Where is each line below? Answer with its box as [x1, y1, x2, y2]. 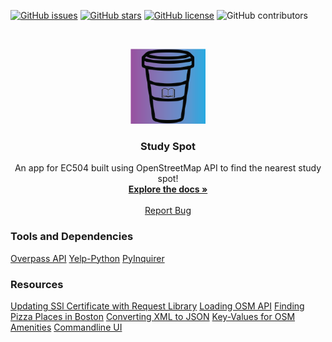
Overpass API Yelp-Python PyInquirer [10, 252, 165, 264]
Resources [10, 277, 64, 291]
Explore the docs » [128, 183, 208, 195]
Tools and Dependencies [10, 230, 134, 244]
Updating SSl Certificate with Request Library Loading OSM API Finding [10, 300, 305, 312]
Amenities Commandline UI [10, 321, 123, 333]
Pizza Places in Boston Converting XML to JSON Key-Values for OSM [10, 310, 296, 322]
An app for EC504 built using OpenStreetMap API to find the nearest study [14, 162, 322, 174]
